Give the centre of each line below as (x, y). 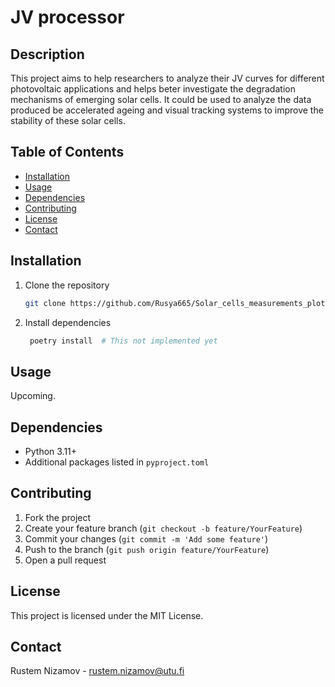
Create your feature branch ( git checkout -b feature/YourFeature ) (163, 528)
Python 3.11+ (51, 451)
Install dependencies (68, 322)
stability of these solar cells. (68, 120)
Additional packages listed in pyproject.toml (117, 462)
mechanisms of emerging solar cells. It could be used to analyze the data (161, 99)
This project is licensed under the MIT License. (107, 615)
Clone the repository (67, 285)
